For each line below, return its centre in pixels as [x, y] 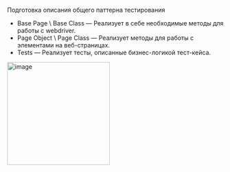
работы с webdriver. [46, 31]
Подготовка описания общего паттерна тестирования [86, 10]
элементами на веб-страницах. [64, 45]
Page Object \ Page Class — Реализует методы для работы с [105, 38]
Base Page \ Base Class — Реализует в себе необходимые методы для [120, 23]
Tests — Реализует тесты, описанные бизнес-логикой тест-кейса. [114, 52]
